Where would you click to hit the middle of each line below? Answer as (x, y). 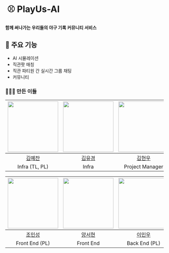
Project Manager (144, 166)
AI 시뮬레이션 (25, 58)
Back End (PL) (144, 243)
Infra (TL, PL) (33, 166)
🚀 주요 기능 (21, 45)
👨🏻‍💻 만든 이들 (21, 91)
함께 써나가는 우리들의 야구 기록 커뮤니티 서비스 (51, 27)
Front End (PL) (33, 243)
